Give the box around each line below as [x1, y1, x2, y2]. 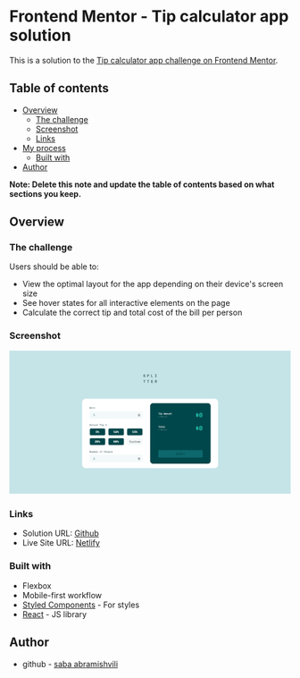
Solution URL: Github [21, 528, 100, 538]
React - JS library [21, 608, 87, 619]
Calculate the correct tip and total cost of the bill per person [21, 307, 243, 318]
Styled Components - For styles [21, 599, 140, 610]
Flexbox [21, 580, 52, 591]
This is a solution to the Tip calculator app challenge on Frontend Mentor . [9, 55, 279, 65]
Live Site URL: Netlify [21, 538, 101, 548]
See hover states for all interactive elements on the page [21, 298, 230, 309]
